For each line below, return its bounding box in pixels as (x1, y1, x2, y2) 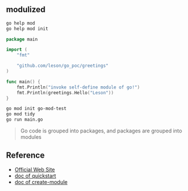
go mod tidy (6, 111, 35, 117)
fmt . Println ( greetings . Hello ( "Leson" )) (16, 90, 114, 95)
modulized (6, 5, 46, 15)
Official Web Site (14, 166, 56, 173)
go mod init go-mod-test (6, 105, 67, 112)
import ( (6, 47, 28, 53)
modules (20, 134, 42, 141)
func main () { (6, 79, 41, 84)
